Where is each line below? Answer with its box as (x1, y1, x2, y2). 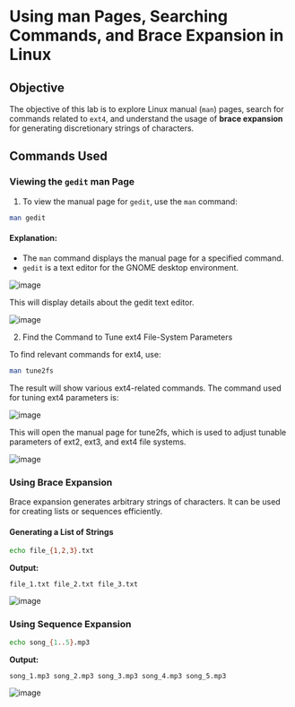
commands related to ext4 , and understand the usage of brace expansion (9, 114, 283, 124)
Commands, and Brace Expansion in (9, 25, 284, 46)
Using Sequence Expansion (9, 617, 132, 630)
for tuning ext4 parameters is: (9, 392, 119, 402)
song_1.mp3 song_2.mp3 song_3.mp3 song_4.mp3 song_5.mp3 (9, 672, 227, 681)
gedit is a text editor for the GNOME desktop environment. (22, 262, 239, 272)
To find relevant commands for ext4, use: (9, 349, 161, 359)
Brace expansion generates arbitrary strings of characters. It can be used (9, 496, 281, 507)
